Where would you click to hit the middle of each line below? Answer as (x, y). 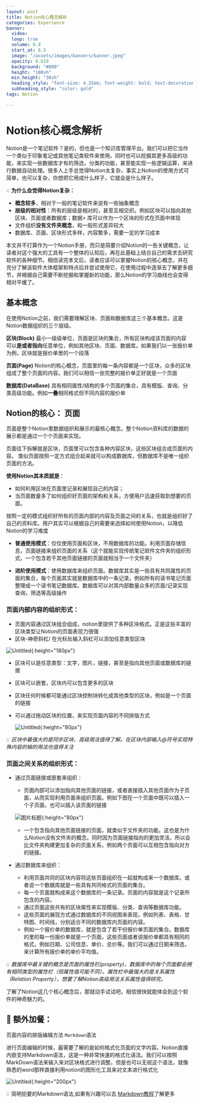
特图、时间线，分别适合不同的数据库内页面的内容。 (86, 922)
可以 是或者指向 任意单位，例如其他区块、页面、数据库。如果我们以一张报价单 (99, 345)
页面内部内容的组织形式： (43, 610)
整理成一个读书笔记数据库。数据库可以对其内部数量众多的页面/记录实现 (101, 586)
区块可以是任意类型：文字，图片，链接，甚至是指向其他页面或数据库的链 (103, 663)
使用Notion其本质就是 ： (36, 476)
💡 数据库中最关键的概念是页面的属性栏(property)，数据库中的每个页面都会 (96, 964)
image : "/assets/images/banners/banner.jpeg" (69, 56)
